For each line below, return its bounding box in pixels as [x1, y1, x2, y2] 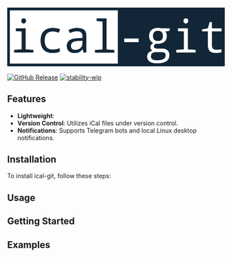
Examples [7, 239, 50, 251]
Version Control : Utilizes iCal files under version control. [17, 119, 178, 127]
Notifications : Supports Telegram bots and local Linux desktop [17, 126, 197, 135]
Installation [7, 153, 57, 165]
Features [7, 93, 46, 105]
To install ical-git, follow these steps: [7, 172, 112, 180]
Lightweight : [17, 111, 55, 120]
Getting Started [7, 216, 75, 227]
